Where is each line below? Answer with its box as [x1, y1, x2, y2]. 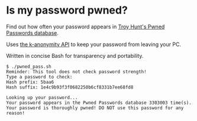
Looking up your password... [6, 94, 78, 100]
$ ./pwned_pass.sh [6, 63, 51, 70]
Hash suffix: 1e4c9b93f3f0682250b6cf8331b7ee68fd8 [6, 84, 134, 90]
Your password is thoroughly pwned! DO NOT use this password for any [6, 104, 184, 111]
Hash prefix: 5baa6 [6, 79, 54, 85]
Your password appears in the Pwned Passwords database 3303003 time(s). [6, 100, 192, 106]
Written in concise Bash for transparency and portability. [6, 52, 144, 59]
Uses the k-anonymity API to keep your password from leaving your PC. [6, 41, 182, 48]
